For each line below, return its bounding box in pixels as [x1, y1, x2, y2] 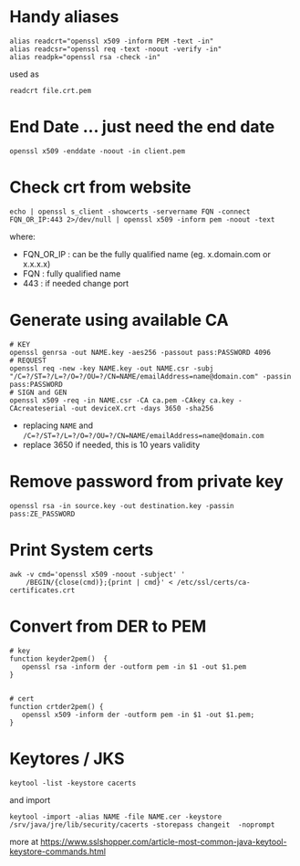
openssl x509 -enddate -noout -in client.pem [9, 146, 185, 156]
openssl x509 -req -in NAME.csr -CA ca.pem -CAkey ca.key [9, 395, 234, 405]
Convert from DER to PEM [9, 616, 207, 636]
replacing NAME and [22, 420, 94, 431]
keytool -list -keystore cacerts [9, 778, 137, 788]
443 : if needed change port [22, 277, 129, 288]
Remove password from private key [9, 471, 284, 492]
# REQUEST [9, 356, 47, 365]
